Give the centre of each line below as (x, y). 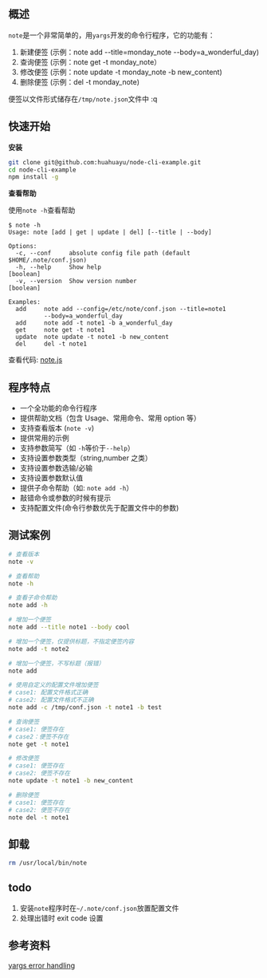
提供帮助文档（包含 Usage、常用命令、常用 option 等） (110, 418)
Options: (23, 246)
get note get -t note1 (60, 330)
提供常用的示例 (44, 438)
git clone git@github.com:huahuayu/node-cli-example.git (105, 162)
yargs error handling (42, 965)
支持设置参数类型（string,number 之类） (86, 458)
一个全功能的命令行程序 (58, 408)
